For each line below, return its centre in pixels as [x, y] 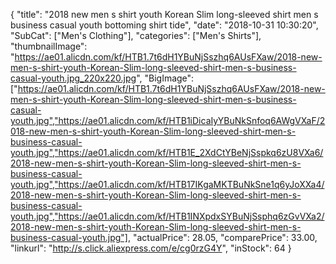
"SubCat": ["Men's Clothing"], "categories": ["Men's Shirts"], [136, 35]
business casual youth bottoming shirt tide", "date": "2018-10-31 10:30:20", [164, 25]
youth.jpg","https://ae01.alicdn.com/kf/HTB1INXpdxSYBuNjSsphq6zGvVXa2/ [167, 216]
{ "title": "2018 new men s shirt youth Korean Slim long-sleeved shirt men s [164, 14]
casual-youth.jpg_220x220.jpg [73, 78]
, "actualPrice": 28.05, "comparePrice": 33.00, [222, 237]
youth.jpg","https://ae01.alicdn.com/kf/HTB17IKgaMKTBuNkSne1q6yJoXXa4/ [167, 184]
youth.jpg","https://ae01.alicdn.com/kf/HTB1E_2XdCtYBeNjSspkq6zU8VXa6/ [167, 152]
